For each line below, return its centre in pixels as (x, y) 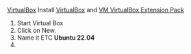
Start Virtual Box (40, 23)
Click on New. (36, 30)
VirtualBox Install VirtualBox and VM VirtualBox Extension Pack (96, 10)
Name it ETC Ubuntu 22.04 (56, 38)
